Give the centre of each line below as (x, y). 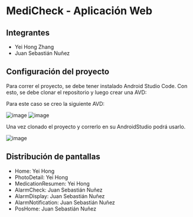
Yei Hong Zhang (34, 47)
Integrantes (28, 33)
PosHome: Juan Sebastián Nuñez (55, 209)
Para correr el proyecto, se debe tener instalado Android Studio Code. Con (97, 86)
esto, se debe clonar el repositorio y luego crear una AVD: (76, 92)
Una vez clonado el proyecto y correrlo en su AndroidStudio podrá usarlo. (96, 127)
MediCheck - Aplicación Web (79, 11)
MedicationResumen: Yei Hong (52, 183)
